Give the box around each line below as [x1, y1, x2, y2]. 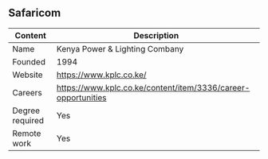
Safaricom [8, 6, 61, 20]
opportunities [56, 91, 107, 103]
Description [133, 29, 179, 41]
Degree [12, 105, 41, 116]
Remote [12, 127, 41, 138]
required [12, 114, 45, 126]
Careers [12, 87, 42, 98]
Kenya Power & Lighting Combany [56, 43, 184, 54]
